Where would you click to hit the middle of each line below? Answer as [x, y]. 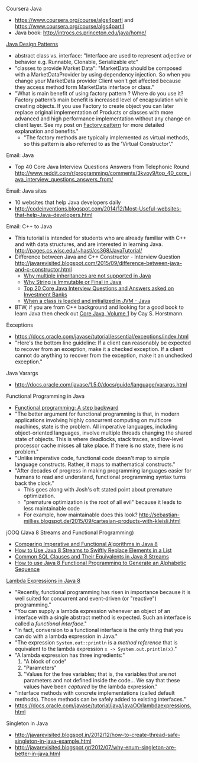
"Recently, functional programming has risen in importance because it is [103, 592]
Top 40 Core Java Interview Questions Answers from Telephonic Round [102, 167]
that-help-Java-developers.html [53, 215]
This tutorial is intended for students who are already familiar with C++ [101, 238]
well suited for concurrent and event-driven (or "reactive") [85, 598]
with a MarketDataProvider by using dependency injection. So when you [103, 74]
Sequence [27, 569]
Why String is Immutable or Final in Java [72, 282]
